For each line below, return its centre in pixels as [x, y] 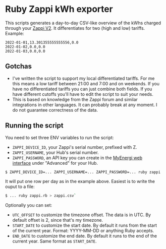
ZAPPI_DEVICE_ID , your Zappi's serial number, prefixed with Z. [75, 147]
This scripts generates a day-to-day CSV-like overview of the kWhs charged [83, 23]
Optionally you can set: [29, 205]
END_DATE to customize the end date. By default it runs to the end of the [84, 236]
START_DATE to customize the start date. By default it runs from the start [84, 225]
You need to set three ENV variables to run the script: [59, 137]
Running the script [34, 126]
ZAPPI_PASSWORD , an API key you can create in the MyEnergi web [77, 158]
